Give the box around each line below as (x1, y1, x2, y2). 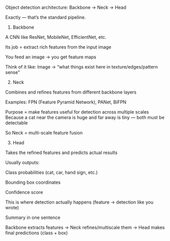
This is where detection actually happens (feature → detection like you (5, 199, 154, 205)
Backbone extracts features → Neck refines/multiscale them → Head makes (5, 225, 165, 230)
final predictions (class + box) (5, 230, 68, 236)
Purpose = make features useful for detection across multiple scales (5, 109, 149, 115)
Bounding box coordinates (5, 179, 61, 185)
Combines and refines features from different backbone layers (5, 89, 137, 95)
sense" (5, 69, 20, 75)
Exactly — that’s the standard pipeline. (5, 14, 86, 20)
